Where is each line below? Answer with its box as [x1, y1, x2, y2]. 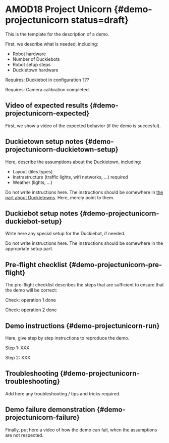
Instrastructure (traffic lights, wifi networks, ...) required [12, 174, 128, 180]
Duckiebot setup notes [5, 209, 78, 217]
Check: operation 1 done [5, 297, 57, 303]
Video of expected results [5, 101, 88, 110]
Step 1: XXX [5, 345, 30, 351]
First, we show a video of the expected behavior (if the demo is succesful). [5, 123, 161, 129]
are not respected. [5, 432, 44, 438]
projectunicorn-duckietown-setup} [5, 145, 119, 154]
